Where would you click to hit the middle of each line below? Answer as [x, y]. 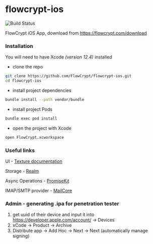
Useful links [20, 150]
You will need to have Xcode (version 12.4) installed [59, 57]
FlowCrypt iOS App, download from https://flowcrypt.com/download [76, 33]
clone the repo [28, 67]
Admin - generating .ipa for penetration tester [62, 204]
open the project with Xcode [42, 128]
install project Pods [32, 109]
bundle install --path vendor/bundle [45, 99]
